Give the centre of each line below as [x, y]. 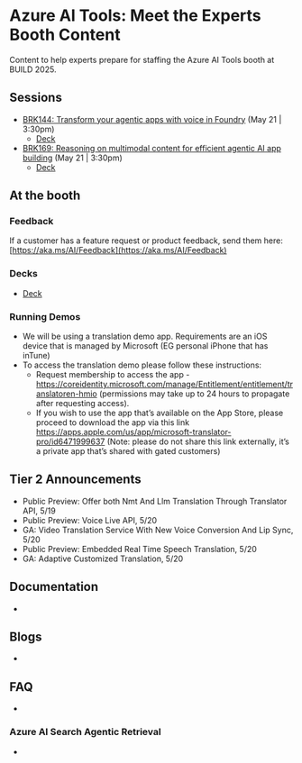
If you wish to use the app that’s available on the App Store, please [160, 413]
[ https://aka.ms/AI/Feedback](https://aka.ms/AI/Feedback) [118, 250]
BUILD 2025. [33, 69]
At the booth [45, 196]
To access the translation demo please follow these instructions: [142, 365]
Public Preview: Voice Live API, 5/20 [90, 520]
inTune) [37, 356]
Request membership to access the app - [113, 375]
